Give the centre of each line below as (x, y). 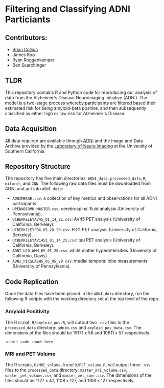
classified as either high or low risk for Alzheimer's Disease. (65, 113)
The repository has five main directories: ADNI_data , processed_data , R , (76, 179)
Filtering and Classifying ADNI (68, 9)
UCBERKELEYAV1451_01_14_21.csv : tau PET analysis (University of (76, 240)
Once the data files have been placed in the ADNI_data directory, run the (78, 294)
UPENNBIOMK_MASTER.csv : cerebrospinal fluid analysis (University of (78, 209)
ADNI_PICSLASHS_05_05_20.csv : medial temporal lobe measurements (80, 261)
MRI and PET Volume (30, 354)
